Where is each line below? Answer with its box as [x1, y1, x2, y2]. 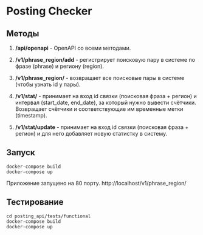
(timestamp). [15, 112, 47, 119]
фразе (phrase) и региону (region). [15, 62, 105, 70]
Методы [6, 28, 40, 39]
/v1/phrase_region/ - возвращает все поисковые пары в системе [15, 74, 185, 81]
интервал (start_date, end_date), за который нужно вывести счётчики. [15, 99, 196, 106]
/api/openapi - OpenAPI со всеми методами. [15, 44, 131, 51]
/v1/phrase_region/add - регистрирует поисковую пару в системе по [15, 56, 196, 63]
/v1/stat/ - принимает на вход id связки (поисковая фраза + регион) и [15, 93, 198, 99]
